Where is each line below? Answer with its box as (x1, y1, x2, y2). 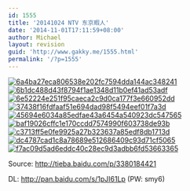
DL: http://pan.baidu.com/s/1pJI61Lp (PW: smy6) (8, 174, 166, 183)
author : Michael (8, 33, 61, 42)
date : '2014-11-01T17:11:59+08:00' (8, 26, 125, 34)
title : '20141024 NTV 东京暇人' (8, 19, 110, 27)
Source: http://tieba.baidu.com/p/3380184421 (8, 159, 157, 168)
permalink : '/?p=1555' (8, 56, 82, 64)
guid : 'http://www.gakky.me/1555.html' (8, 48, 139, 56)
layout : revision (8, 41, 65, 49)
